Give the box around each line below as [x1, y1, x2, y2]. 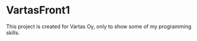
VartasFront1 [6, 4, 71, 17]
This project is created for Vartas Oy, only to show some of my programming [6, 23, 192, 30]
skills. [6, 29, 20, 36]
